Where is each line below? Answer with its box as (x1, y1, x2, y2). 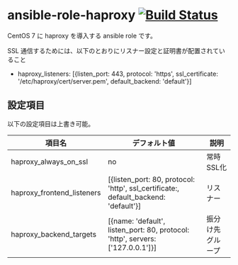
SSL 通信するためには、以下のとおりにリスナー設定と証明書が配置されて (7, 46, 220, 55)
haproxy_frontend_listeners (11, 188, 101, 198)
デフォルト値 (132, 138, 176, 148)
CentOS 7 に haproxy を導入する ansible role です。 (7, 31, 157, 40)
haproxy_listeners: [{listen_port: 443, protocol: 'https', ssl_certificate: (17, 69, 218, 78)
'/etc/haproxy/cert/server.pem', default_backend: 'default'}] (17, 77, 192, 85)
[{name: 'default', (108, 216, 166, 226)
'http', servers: (108, 234, 157, 244)
